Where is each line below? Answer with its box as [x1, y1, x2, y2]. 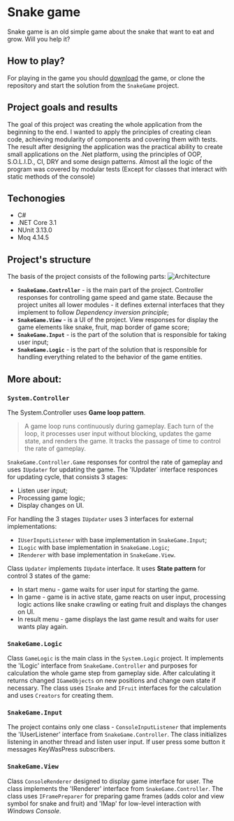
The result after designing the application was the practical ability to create [7, 142, 224, 151]
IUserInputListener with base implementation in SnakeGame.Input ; [17, 535, 207, 544]
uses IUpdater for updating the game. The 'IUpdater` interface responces [7, 465, 218, 474]
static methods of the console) [7, 172, 96, 181]
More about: [7, 373, 62, 385]
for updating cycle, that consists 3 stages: [7, 472, 128, 481]
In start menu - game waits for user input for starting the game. [17, 585, 200, 593]
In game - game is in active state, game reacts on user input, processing [17, 593, 226, 601]
